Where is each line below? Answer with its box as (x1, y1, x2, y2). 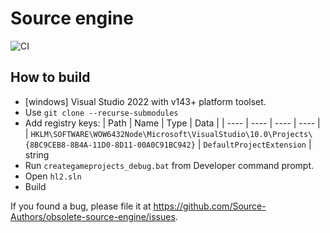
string (24, 148, 50, 161)
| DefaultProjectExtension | (197, 138, 312, 150)
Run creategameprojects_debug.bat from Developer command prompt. (24, 159, 314, 171)
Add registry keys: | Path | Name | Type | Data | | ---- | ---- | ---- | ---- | (24, 117, 321, 129)
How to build (10, 69, 91, 86)
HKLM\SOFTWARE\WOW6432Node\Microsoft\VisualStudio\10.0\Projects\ (30, 129, 313, 139)
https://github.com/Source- (153, 200, 267, 212)
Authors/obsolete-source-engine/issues (10, 210, 176, 222)
